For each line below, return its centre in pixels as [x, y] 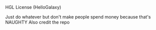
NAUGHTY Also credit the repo [37, 22]
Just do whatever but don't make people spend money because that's [78, 17]
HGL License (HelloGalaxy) [33, 7]
